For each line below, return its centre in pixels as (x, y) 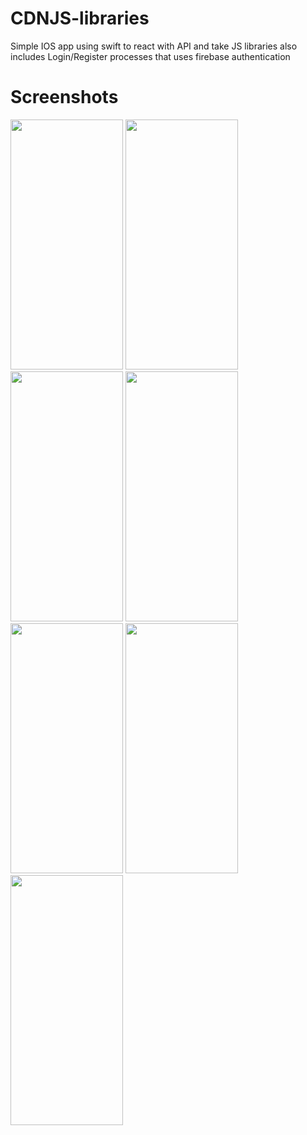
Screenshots (64, 97)
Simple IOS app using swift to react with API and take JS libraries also (154, 46)
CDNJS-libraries (80, 18)
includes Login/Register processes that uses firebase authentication (150, 56)
